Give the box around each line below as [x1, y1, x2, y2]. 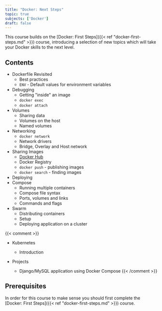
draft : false [5, 20, 31, 26]
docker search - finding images [19, 170, 82, 175]
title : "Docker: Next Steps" [5, 7, 64, 12]
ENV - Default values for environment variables [19, 82, 111, 87]
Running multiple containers [19, 185, 75, 191]
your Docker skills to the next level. [5, 44, 75, 50]
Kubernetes [12, 240, 35, 246]
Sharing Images [12, 149, 44, 155]
